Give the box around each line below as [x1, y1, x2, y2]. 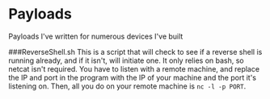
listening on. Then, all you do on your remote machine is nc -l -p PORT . [8, 81, 247, 91]
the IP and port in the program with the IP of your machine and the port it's [8, 72, 257, 82]
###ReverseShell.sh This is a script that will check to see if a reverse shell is [8, 47, 263, 56]
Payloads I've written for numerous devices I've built [8, 31, 184, 41]
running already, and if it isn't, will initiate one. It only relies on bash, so [8, 56, 244, 65]
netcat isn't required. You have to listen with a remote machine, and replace [8, 64, 260, 73]
